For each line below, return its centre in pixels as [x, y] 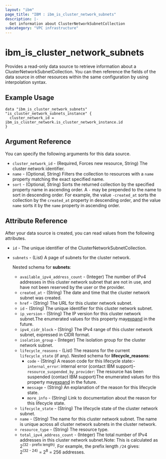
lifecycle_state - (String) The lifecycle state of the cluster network [89, 408]
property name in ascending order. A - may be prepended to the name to [87, 189]
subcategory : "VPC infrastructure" [42, 28]
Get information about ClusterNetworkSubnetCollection [67, 24]
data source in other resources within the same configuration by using [77, 77]
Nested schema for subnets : [42, 267]
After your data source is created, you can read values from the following [80, 233]
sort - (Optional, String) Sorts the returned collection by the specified [83, 184]
